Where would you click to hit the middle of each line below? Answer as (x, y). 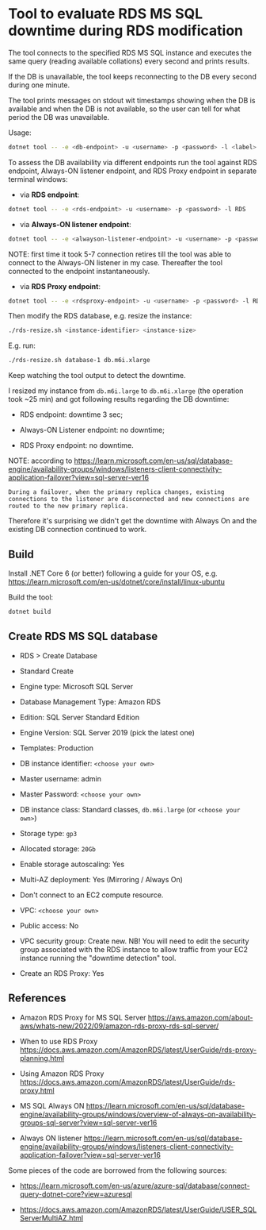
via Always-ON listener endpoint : (76, 224)
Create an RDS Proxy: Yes (62, 973)
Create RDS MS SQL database (83, 636)
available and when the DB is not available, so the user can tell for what (124, 109)
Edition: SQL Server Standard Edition (80, 717)
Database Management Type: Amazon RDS (90, 702)
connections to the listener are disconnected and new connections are (129, 499)
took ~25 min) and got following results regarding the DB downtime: (119, 399)
